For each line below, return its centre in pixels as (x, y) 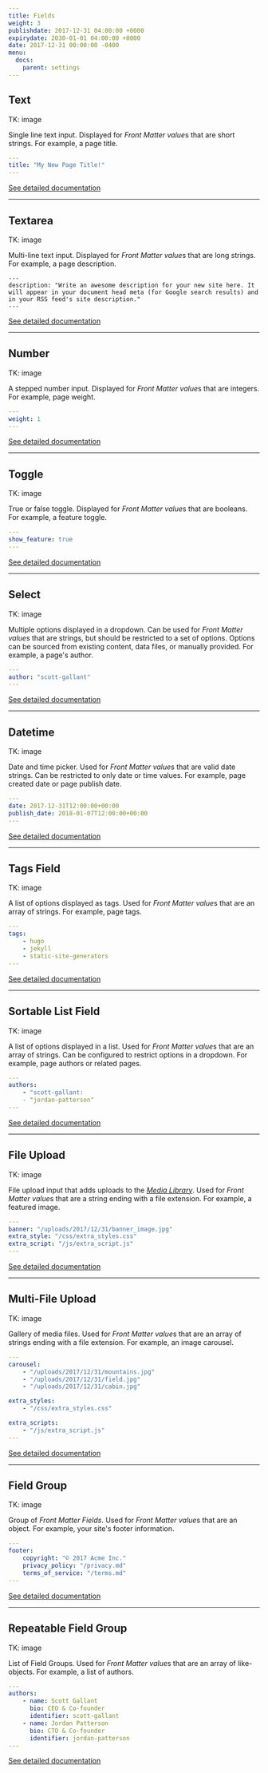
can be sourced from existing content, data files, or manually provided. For (131, 646)
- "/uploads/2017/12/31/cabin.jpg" (82, 1386)
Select (25, 595)
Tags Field (35, 869)
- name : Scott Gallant (60, 1701)
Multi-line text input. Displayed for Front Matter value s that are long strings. (132, 255)
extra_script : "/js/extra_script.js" (71, 1244)
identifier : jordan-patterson (79, 1738)
